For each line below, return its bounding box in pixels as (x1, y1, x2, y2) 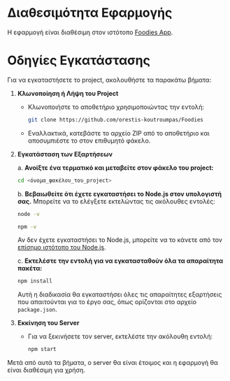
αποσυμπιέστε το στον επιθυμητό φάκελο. (27, 136, 151, 145)
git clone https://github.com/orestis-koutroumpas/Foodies (27, 116, 204, 123)
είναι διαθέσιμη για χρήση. (7, 366, 86, 375)
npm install (17, 278, 52, 285)
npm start (27, 346, 57, 353)
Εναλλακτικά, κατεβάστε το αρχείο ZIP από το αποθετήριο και (27, 129, 210, 137)
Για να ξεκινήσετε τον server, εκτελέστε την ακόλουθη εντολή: (27, 332, 213, 340)
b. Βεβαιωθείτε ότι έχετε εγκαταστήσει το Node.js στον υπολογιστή (17, 189, 222, 198)
